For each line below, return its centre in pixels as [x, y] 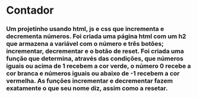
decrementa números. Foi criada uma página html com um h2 [96, 36]
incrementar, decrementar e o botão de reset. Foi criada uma [95, 51]
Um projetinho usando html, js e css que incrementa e [85, 29]
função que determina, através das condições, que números [95, 59]
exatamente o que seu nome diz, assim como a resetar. [87, 88]
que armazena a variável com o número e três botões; [85, 44]
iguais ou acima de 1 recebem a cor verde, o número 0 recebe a [99, 66]
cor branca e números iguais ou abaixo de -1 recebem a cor [93, 74]
